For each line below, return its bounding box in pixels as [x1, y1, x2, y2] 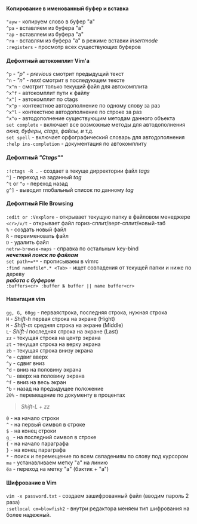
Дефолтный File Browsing [6, 200, 73, 207]
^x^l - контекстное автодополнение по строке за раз [6, 108, 142, 116]
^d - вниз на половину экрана [6, 366, 82, 373]
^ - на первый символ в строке [6, 421, 85, 428]
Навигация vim [6, 296, 45, 303]
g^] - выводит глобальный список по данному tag [6, 186, 134, 194]
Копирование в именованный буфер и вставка [6, 5, 129, 12]
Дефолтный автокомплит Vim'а [6, 57, 90, 64]
